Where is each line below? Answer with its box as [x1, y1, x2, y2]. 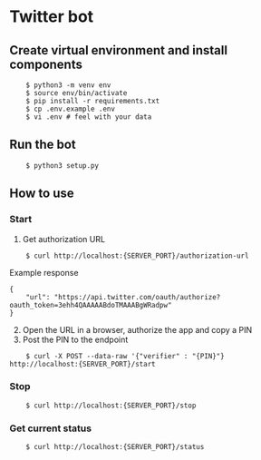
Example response [9, 267, 79, 278]
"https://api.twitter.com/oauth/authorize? [53, 292, 221, 301]
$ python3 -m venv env [25, 81, 111, 90]
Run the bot [9, 137, 77, 152]
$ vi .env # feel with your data [25, 113, 152, 122]
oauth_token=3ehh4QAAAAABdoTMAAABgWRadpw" [9, 300, 172, 309]
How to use [9, 186, 74, 201]
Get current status [9, 422, 92, 435]
